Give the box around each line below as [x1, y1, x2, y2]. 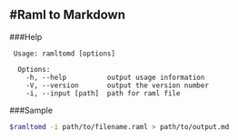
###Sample [9, 105, 53, 115]
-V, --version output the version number [25, 81, 209, 90]
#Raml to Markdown [9, 7, 125, 23]
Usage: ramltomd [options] [13, 49, 116, 58]
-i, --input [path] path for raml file [25, 88, 181, 98]
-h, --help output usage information [25, 73, 205, 82]
